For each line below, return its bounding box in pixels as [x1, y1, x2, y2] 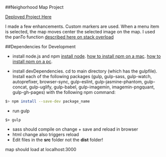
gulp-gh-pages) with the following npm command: [12, 89, 116, 95]
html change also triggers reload [12, 131, 80, 137]
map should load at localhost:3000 [5, 146, 77, 152]
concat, [12, 84, 28, 90]
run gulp [12, 108, 30, 114]
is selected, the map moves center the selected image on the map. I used [5, 29, 155, 34]
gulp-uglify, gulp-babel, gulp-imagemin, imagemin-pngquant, [29, 84, 155, 90]
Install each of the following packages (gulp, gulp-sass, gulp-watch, [12, 74, 152, 79]
